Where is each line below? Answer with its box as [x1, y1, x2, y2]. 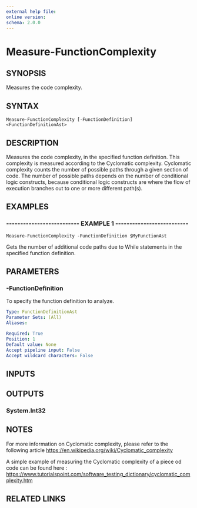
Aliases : [6, 320, 28, 326]
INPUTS [6, 369, 35, 379]
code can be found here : [6, 464, 68, 471]
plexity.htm [6, 477, 34, 484]
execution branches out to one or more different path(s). [6, 185, 143, 192]
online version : [6, 14, 46, 20]
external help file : [6, 8, 57, 15]
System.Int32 [6, 407, 46, 415]
